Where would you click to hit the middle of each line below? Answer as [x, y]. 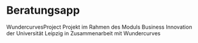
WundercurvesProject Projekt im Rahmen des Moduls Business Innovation [99, 27]
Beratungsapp [43, 10]
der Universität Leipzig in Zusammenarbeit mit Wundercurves [83, 33]
